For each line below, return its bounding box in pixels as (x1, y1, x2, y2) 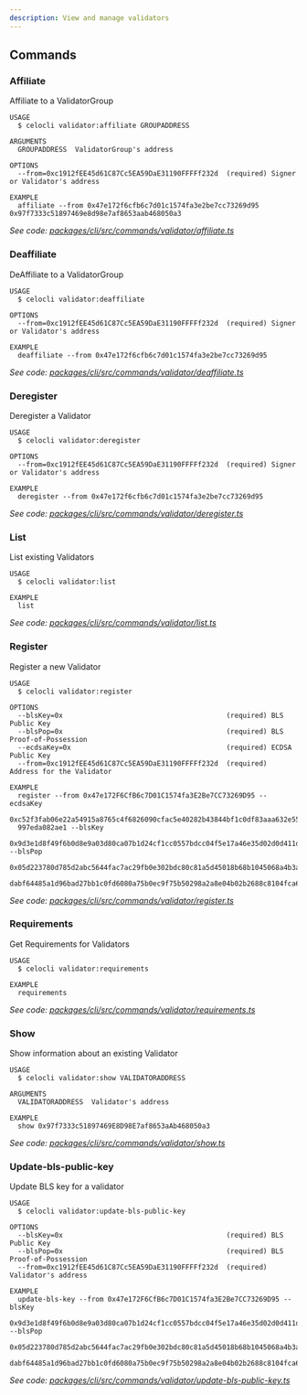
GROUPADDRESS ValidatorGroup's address (17, 145, 174, 155)
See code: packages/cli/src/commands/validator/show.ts (9, 1138, 226, 1149)
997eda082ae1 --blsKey (17, 822, 104, 832)
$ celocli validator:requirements (17, 964, 149, 973)
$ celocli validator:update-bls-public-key (17, 1207, 185, 1217)
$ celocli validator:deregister (17, 435, 142, 445)
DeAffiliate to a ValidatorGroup (9, 269, 124, 280)
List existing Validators (9, 552, 94, 563)
